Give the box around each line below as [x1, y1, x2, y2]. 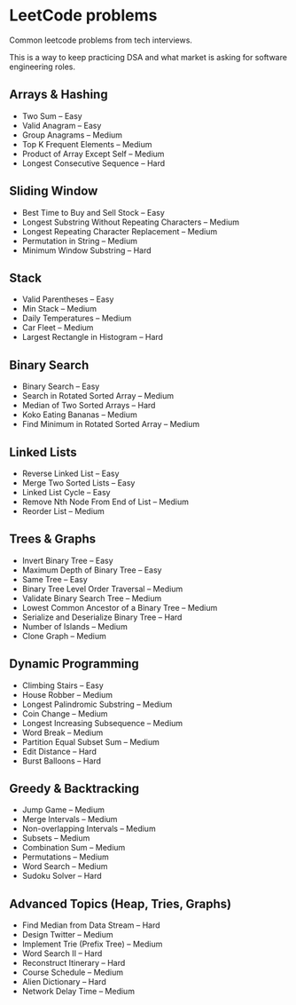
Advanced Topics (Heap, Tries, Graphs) [9, 896, 232, 911]
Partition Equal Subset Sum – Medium [21, 736, 160, 747]
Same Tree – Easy [21, 574, 89, 584]
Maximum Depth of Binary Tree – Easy [21, 565, 162, 575]
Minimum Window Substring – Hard [21, 245, 152, 256]
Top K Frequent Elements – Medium [21, 138, 152, 149]
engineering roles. [9, 61, 76, 72]
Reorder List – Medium [21, 506, 105, 516]
